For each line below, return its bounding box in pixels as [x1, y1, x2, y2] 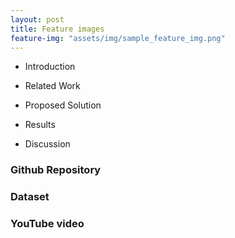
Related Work [24, 80, 81, 92]
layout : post [10, 14, 65, 25]
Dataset [10, 190, 50, 204]
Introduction [24, 61, 76, 73]
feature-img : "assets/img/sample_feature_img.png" [10, 33, 226, 43]
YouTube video [10, 217, 85, 231]
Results [24, 119, 56, 131]
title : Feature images [10, 24, 105, 34]
